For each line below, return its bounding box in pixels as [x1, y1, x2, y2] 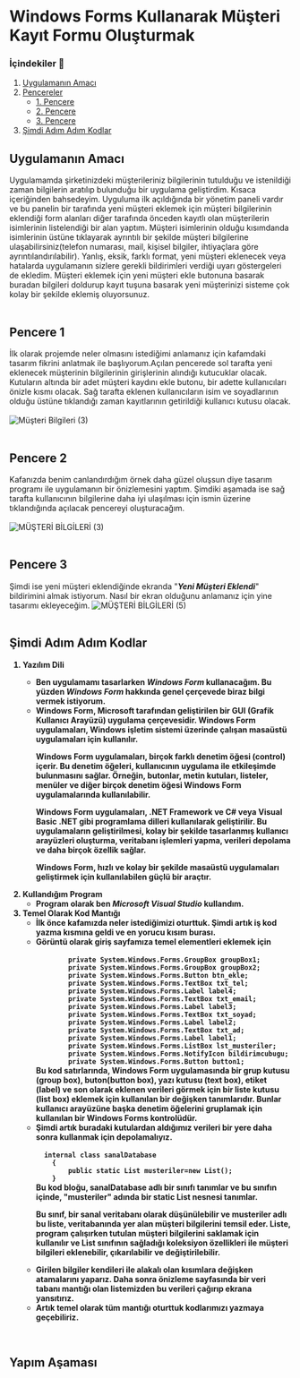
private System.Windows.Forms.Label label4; [67, 987, 237, 996]
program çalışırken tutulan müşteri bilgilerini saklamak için [35, 1228, 260, 1238]
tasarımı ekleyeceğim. [9, 600, 90, 611]
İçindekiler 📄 [9, 57, 65, 70]
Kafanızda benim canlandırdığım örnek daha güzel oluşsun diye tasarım [9, 474, 273, 484]
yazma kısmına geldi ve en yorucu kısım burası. [35, 927, 217, 937]
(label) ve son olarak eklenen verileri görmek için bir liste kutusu [35, 1083, 280, 1094]
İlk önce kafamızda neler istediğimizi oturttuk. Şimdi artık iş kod [35, 917, 278, 928]
